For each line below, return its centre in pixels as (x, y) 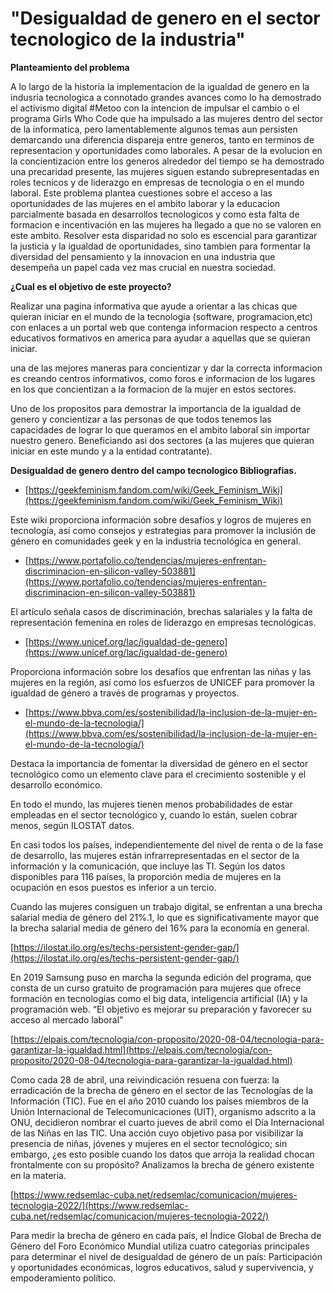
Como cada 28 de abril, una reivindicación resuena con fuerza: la (145, 1079)
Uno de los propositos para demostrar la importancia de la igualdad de (156, 408)
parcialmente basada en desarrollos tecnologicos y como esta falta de (155, 214)
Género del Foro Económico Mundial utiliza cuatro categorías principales (160, 1246)
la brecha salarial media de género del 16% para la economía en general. (160, 928)
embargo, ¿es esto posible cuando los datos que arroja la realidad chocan (162, 1154)
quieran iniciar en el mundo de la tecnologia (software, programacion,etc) (161, 316)
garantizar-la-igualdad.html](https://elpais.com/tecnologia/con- (141, 1049)
